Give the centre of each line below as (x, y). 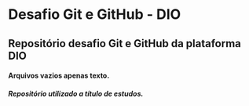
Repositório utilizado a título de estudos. (76, 93)
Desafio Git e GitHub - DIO (95, 15)
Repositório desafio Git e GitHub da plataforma (125, 44)
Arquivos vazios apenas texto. (59, 75)
